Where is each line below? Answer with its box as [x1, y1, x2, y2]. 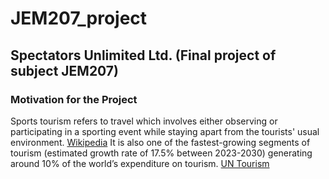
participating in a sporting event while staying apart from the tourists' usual [10, 125, 320, 137]
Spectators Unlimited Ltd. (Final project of [10, 47, 277, 64]
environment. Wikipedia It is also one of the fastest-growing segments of [10, 136, 311, 148]
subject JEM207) [10, 62, 119, 79]
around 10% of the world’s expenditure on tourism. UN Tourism [10, 157, 270, 169]
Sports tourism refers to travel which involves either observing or [10, 115, 278, 127]
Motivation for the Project [10, 92, 138, 106]
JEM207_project [10, 7, 148, 30]
